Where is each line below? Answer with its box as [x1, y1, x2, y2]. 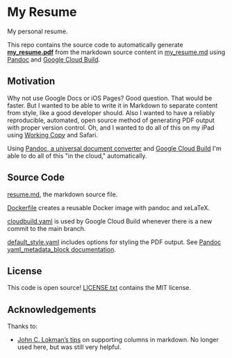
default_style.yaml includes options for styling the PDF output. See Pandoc [7, 237, 222, 246]
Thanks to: [7, 322, 38, 330]
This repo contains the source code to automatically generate [7, 40, 183, 49]
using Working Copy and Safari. [7, 130, 99, 139]
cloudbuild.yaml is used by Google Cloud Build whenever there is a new [7, 216, 213, 225]
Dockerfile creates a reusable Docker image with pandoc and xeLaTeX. [7, 203, 210, 212]
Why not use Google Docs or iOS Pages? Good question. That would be [7, 94, 213, 102]
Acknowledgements [7, 303, 97, 316]
